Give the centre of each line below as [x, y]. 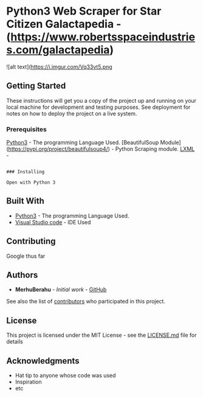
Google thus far [26, 256]
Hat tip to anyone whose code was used [65, 376]
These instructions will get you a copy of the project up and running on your [101, 100]
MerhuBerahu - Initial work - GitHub [61, 289]
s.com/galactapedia [58, 50]
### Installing [26, 172]
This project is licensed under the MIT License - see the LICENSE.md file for [101, 335]
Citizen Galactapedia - [64, 24]
